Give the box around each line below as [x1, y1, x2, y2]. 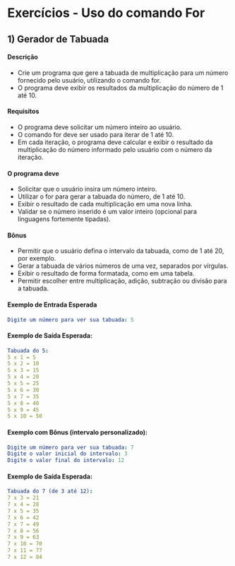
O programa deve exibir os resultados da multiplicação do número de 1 [17, 83, 224, 92]
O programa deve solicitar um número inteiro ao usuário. [17, 122, 182, 131]
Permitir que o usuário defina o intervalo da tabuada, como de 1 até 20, [17, 247, 224, 255]
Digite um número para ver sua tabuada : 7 [7, 444, 134, 451]
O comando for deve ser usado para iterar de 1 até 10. [17, 130, 174, 138]
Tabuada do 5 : [7, 347, 49, 354]
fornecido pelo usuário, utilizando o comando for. [17, 76, 162, 84]
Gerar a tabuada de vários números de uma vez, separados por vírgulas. [17, 261, 229, 270]
